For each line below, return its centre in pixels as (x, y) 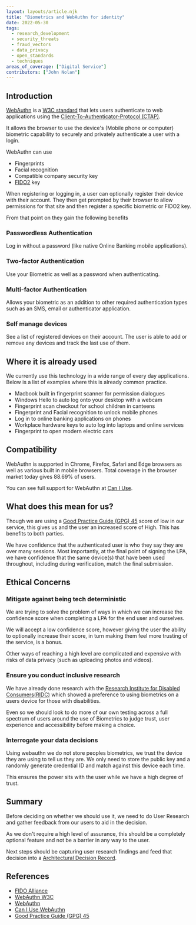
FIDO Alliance (31, 891)
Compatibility (31, 450)
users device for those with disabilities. (54, 700)
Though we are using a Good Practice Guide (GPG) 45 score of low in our (95, 521)
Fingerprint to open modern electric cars (64, 431)
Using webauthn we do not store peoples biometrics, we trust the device (94, 753)
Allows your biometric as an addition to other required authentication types (97, 302)
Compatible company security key (56, 176)
